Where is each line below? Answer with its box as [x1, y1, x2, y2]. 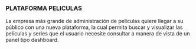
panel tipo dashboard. [5, 37, 59, 44]
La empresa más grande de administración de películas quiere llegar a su [5, 18, 184, 25]
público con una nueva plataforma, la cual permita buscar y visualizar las [5, 24, 183, 31]
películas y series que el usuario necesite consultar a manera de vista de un [5, 30, 190, 37]
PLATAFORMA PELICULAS [5, 4, 82, 12]
